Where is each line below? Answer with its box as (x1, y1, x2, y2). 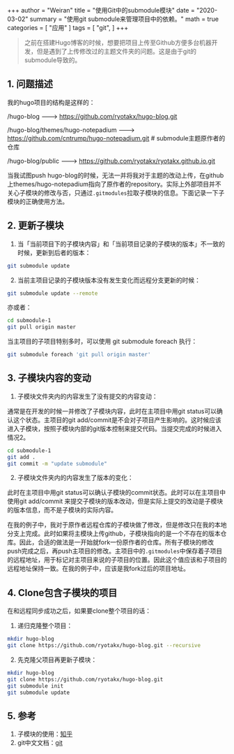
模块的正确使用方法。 (7, 197, 68, 205)
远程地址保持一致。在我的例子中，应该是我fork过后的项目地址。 (7, 565, 190, 573)
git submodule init (7, 682, 64, 690)
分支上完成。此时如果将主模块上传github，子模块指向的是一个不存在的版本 (7, 530, 221, 538)
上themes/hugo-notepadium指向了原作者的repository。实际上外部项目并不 (7, 180, 221, 188)
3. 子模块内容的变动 (7, 372, 92, 384)
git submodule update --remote (7, 289, 98, 297)
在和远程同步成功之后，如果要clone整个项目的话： (7, 607, 152, 615)
